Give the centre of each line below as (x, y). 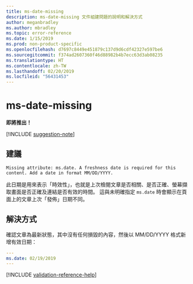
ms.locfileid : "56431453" (37, 77)
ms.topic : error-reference (39, 33)
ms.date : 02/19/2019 (31, 258)
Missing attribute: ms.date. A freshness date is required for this (91, 168)
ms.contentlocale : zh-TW (36, 66)
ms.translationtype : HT (35, 60)
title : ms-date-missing (35, 11)
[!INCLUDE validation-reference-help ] (51, 275)
